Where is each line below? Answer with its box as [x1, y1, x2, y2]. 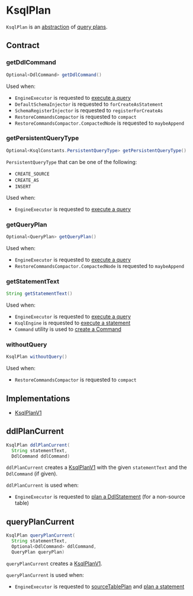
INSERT [14, 184, 31, 190]
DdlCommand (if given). [6, 470, 58, 477]
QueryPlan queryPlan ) [11, 549, 65, 555]
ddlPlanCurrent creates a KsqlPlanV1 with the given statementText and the [6, 464, 188, 471]
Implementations [6, 393, 70, 403]
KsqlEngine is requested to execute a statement [14, 319, 131, 327]
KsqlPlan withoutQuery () [6, 354, 67, 360]
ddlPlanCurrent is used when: [6, 482, 79, 489]
